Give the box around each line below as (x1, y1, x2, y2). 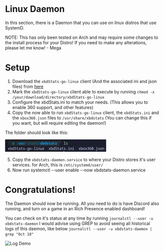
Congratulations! (5, 184, 76, 195)
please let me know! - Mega (5, 45, 62, 51)
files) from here (12, 84, 44, 89)
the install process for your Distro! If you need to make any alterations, (5, 39, 147, 45)
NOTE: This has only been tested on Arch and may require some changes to (5, 34, 158, 40)
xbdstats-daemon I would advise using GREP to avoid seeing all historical (5, 220, 150, 226)
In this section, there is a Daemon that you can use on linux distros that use (5, 20, 157, 26)
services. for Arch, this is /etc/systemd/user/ (12, 162, 104, 167)
